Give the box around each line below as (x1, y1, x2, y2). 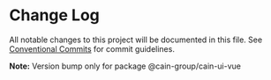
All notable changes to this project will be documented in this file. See (9, 34, 263, 45)
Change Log (9, 5, 100, 25)
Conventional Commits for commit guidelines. (9, 43, 175, 54)
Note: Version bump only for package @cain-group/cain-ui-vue (9, 61, 241, 71)
